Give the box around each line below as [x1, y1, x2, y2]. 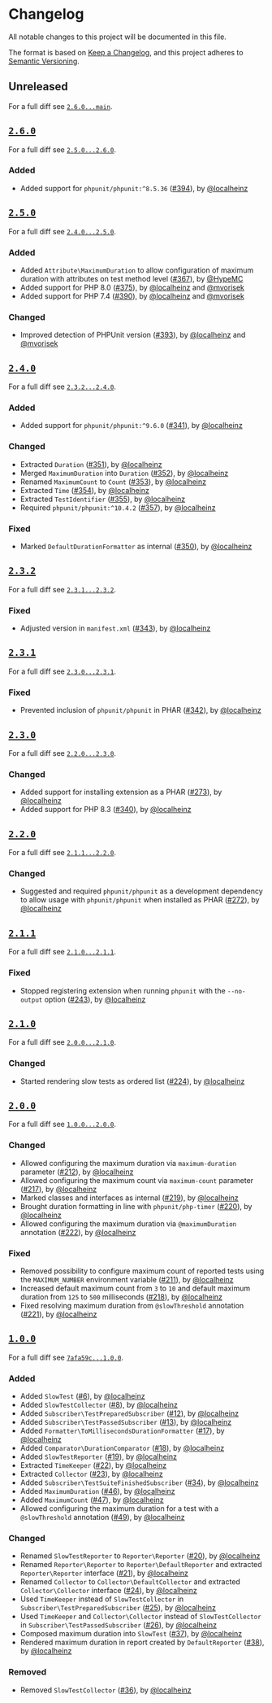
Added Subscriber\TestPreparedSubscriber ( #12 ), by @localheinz [19, 1408, 240, 1418]
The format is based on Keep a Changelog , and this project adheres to [8, 47, 244, 57]
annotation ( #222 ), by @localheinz [19, 1227, 136, 1237]
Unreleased [8, 80, 69, 94]
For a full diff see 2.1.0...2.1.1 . [8, 947, 116, 957]
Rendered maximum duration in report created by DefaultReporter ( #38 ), [19, 1637, 265, 1648]
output [19, 996, 43, 1004]
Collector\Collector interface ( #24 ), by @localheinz [19, 1586, 197, 1596]
